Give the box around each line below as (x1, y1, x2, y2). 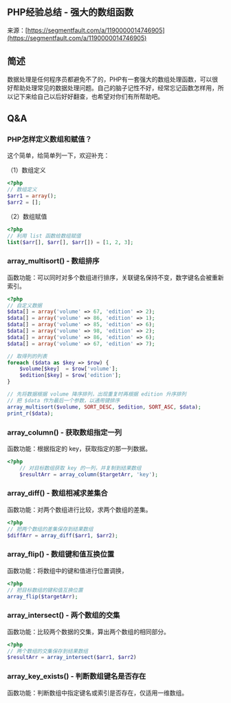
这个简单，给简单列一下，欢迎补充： (7, 151, 110, 160)
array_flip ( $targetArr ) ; (7, 593, 78, 600)
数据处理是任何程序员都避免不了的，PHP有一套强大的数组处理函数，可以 (7, 75, 212, 83)
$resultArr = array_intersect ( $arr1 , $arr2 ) (7, 654, 137, 661)
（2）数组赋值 (7, 212, 47, 220)
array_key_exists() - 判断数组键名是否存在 (7, 671, 146, 681)
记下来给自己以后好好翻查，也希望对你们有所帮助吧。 (12, 92, 164, 100)
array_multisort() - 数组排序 (7, 257, 100, 266)
